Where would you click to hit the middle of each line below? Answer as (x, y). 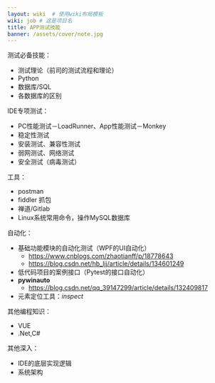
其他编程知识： (29, 312)
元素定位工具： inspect (51, 297)
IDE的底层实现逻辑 (45, 363)
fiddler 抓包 (35, 200)
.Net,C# (29, 334)
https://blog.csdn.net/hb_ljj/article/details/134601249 (106, 264)
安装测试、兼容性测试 (49, 144)
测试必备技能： (29, 55)
